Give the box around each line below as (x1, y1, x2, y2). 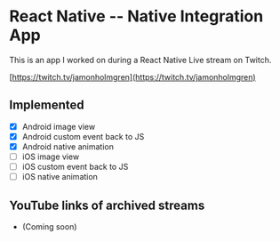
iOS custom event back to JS (21, 162, 129, 172)
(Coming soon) (21, 221, 77, 232)
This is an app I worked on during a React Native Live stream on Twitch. (9, 54, 272, 65)
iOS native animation (21, 172, 98, 182)
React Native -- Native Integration (9, 6, 264, 27)
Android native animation (21, 141, 114, 152)
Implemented (9, 98, 84, 113)
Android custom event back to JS (21, 131, 145, 141)
